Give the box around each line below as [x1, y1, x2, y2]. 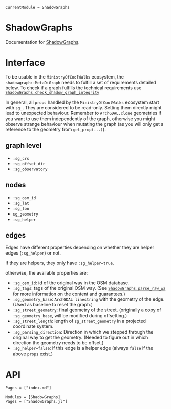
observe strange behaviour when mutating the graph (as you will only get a [5, 121, 164, 127]
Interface [5, 57, 45, 69]
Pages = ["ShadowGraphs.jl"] [5, 399, 68, 404]
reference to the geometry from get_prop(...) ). [5, 126, 106, 132]
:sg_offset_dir [12, 161, 46, 166]
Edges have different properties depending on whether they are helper [5, 244, 155, 251]
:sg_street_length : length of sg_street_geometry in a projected [12, 318, 146, 324]
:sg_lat [12, 201, 29, 206]
